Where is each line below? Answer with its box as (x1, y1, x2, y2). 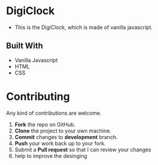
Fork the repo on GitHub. (14, 121, 75, 128)
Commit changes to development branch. (14, 133, 118, 140)
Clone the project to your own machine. (14, 127, 111, 134)
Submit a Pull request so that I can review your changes (14, 146, 152, 153)
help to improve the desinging (14, 152, 87, 159)
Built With (6, 41, 43, 51)
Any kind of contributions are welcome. (6, 109, 102, 117)
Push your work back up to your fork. (14, 140, 106, 147)
